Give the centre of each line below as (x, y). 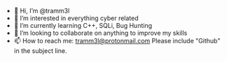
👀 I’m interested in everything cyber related (76, 18)
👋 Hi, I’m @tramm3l (42, 11)
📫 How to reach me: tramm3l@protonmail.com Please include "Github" (117, 41)
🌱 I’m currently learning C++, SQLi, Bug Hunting (83, 25)
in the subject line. (40, 51)
